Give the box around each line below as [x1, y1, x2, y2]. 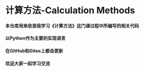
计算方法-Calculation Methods [5, 5, 135, 16]
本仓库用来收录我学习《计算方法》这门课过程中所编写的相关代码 [5, 22, 139, 28]
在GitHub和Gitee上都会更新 [5, 48, 64, 54]
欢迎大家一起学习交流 [5, 60, 50, 66]
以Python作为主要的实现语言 [5, 35, 66, 41]
